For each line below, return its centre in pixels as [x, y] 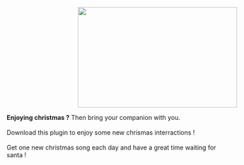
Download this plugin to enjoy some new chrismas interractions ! [101, 133]
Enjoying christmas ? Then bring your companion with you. [94, 117]
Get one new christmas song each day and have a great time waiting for [111, 147]
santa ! [16, 155]
